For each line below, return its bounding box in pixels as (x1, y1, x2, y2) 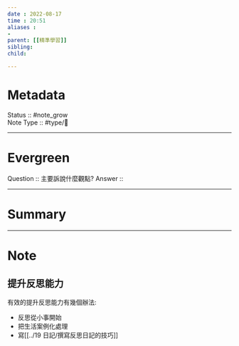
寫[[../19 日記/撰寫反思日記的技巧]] (17, 330, 119, 339)
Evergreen (7, 150, 70, 166)
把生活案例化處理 (17, 322, 68, 330)
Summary (7, 206, 66, 222)
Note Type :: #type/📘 (7, 118, 69, 127)
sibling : (7, 43, 33, 51)
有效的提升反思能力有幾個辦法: (7, 298, 97, 306)
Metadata (7, 87, 65, 103)
